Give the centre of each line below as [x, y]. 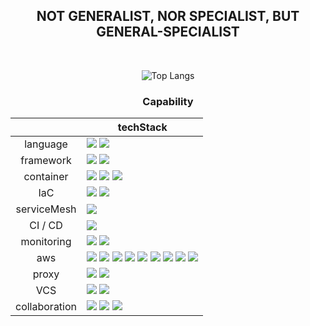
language [46, 144]
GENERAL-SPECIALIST [168, 32]
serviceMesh [46, 209]
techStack [142, 127]
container [46, 177]
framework [46, 161]
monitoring [46, 242]
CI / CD [46, 226]
